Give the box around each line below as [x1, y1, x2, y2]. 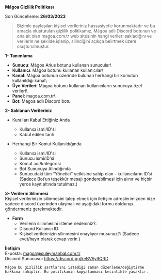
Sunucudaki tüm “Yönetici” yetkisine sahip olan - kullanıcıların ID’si [19, 171, 152, 176]
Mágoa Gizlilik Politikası [5, 4, 54, 10]
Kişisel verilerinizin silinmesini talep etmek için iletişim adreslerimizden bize [5, 196, 155, 201]
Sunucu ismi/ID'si [19, 155, 54, 161]
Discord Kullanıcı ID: [19, 226, 60, 232]
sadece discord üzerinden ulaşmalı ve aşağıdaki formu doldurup [5, 201, 133, 206]
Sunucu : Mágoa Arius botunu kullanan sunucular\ [12, 62, 112, 68]
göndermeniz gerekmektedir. [5, 206, 63, 212]
